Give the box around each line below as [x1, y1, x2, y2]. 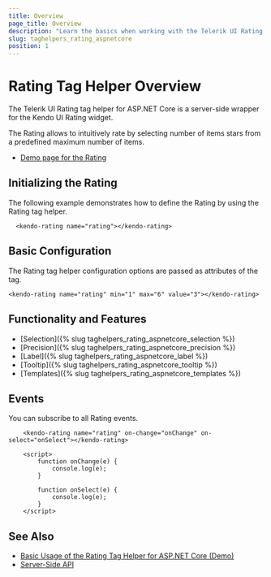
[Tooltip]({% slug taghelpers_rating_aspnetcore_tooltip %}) [19, 359, 217, 370]
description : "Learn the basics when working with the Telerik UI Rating [8, 27, 264, 35]
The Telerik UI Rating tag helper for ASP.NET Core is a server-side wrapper [8, 104, 260, 114]
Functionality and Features [8, 312, 147, 326]
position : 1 [8, 42, 49, 50]
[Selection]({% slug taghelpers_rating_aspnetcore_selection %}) [19, 334, 235, 344]
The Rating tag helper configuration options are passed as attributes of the [8, 266, 258, 275]
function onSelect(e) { [37, 486, 118, 494]
